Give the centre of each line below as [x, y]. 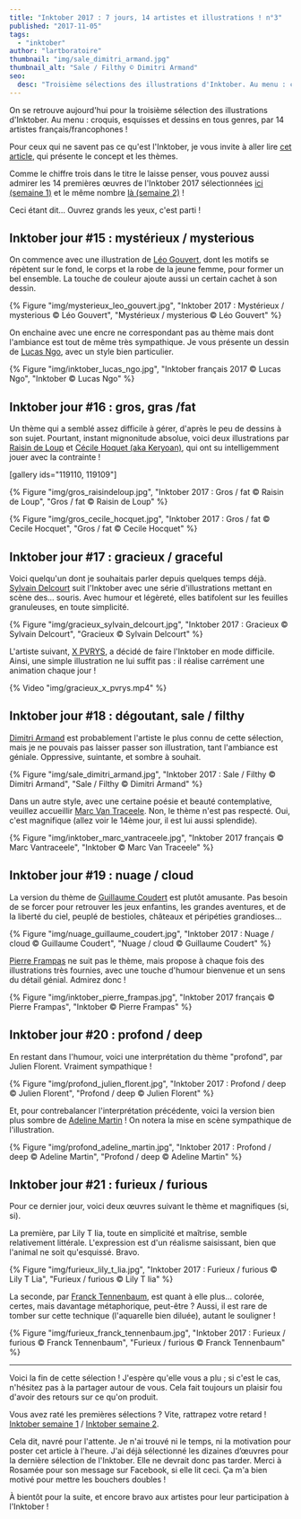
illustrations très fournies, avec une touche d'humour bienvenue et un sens [147, 970]
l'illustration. [32, 1129]
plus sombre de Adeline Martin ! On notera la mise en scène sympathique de [150, 1120]
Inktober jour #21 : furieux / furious [108, 1184]
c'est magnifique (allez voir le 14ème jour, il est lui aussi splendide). [133, 820]
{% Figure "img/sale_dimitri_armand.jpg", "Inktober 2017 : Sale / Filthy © [142, 774]
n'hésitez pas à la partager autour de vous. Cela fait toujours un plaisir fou [146, 1388]
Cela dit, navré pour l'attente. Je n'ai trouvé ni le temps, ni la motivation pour [150, 1442]
